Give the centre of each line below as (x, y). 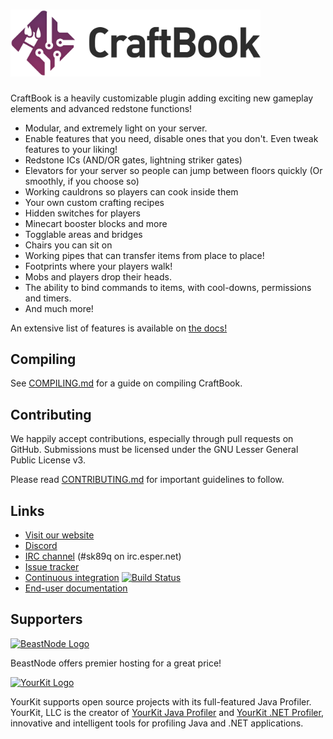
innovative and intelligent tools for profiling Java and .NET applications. (157, 723)
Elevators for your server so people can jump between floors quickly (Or (173, 170)
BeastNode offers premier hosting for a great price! (116, 663)
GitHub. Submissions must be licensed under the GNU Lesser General (154, 450)
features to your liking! (71, 149)
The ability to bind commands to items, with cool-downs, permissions (168, 287)
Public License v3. (48, 460)
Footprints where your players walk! (98, 266)
